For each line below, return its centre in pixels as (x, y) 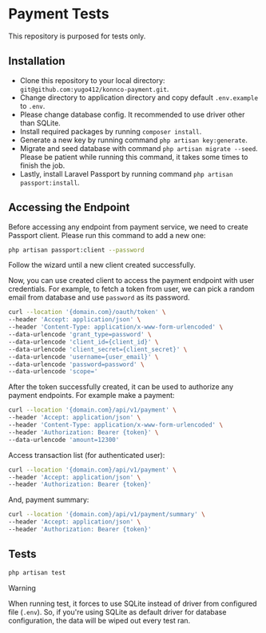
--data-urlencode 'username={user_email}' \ (83, 356)
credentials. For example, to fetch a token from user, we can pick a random (132, 289)
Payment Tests (59, 14)
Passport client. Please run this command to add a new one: (107, 235)
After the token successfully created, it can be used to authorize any (121, 387)
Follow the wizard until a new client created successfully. (102, 265)
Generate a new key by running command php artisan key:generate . (133, 140)
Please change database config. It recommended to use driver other (132, 114)
